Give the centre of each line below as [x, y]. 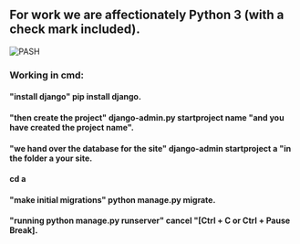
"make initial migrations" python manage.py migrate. [113, 199]
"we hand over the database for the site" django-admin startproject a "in [150, 148]
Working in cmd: [47, 75]
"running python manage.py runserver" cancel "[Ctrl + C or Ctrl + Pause [150, 221]
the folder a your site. [51, 158]
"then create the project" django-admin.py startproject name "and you [147, 117]
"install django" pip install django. [75, 97]
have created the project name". [72, 127]
